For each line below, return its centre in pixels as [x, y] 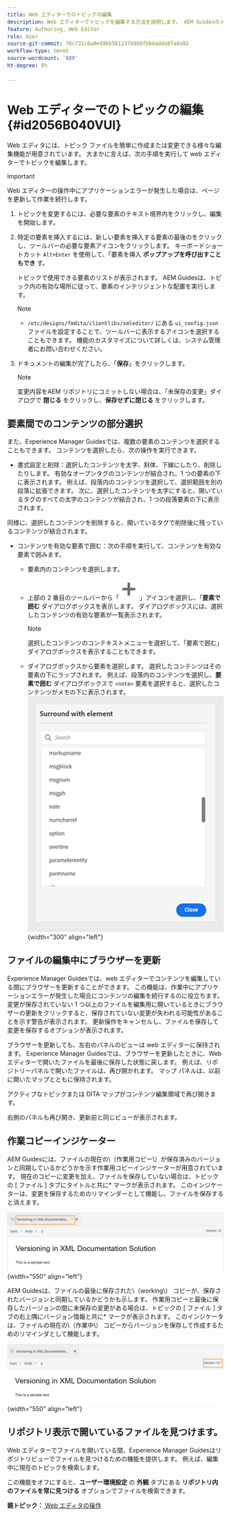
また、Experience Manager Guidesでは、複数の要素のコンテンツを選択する [113, 442]
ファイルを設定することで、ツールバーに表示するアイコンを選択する [123, 331]
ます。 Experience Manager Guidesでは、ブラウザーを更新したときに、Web [114, 1053]
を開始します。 [38, 222]
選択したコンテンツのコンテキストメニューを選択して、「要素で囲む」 [125, 643]
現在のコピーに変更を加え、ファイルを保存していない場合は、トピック [120, 1176]
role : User [23, 37]
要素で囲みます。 [41, 555]
